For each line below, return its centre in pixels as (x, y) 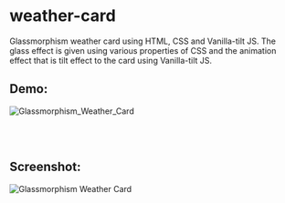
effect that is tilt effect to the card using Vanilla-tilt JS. (111, 60)
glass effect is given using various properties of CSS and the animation (143, 50)
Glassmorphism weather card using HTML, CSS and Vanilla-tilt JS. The (143, 41)
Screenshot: (45, 167)
